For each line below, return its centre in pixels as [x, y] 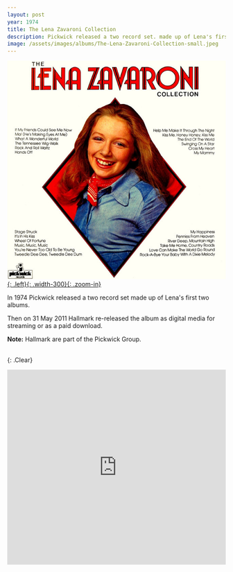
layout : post [26, 15]
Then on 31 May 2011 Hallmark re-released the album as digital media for [111, 318]
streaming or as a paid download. [55, 326]
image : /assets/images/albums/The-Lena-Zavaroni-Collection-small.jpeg [113, 44]
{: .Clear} [20, 360]
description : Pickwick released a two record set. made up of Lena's [110, 37]
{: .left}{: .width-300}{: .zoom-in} [54, 284]
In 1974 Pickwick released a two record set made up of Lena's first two [108, 297]
